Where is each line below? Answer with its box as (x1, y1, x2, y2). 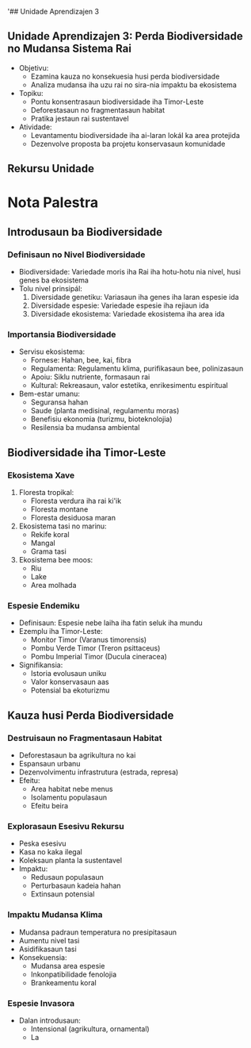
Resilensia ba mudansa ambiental (30, 423, 140, 432)
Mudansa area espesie (30, 961, 105, 970)
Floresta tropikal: (18, 488, 74, 497)
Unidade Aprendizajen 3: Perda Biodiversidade (7, 29, 243, 43)
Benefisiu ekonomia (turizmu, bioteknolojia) (30, 414, 173, 424)
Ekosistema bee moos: (18, 555, 93, 565)
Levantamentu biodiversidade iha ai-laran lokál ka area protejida (30, 130, 241, 140)
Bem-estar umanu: (18, 389, 81, 399)
